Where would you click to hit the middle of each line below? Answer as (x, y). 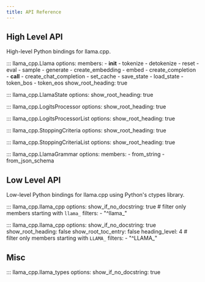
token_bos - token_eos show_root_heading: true (67, 83)
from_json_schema (30, 161)
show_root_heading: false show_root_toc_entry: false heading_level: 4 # (97, 232)
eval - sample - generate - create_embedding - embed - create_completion (101, 70)
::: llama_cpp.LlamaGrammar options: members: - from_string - (86, 154)
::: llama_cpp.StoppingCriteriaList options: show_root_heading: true (91, 142)
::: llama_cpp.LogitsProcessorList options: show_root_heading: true (91, 119)
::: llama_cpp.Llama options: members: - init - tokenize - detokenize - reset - (103, 63)
